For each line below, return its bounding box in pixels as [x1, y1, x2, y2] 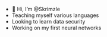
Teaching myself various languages [11, 12, 99, 19]
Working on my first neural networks [11, 24, 102, 31]
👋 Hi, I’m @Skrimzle [11, 6, 61, 12]
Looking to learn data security [11, 18, 86, 25]
